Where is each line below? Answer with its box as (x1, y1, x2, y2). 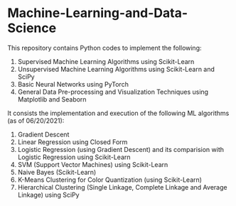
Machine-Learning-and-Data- (7, 5, 188, 21)
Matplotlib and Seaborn (17, 94, 87, 104)
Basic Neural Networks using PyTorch (17, 80, 129, 88)
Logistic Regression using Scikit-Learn (17, 153, 131, 161)
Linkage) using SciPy (17, 190, 80, 199)
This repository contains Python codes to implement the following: (7, 43, 202, 52)
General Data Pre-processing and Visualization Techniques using (17, 87, 208, 96)
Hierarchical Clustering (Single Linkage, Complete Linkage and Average (17, 183, 227, 191)
